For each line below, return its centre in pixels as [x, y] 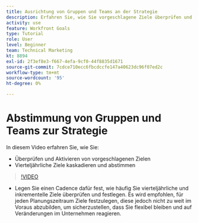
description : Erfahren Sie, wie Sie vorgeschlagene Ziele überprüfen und [99, 17]
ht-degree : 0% [24, 84]
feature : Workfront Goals [38, 28]
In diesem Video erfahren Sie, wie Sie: [53, 147]
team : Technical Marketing [39, 51]
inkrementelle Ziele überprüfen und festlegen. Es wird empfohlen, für [99, 194]
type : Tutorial [25, 34]
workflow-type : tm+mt [33, 73]
